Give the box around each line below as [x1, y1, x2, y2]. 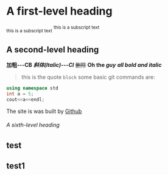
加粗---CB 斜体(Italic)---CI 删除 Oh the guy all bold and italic [6, 61, 162, 69]
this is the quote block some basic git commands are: [21, 74, 155, 81]
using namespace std [6, 85, 59, 92]
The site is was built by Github [6, 108, 82, 115]
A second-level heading [6, 44, 99, 55]
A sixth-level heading [6, 122, 60, 129]
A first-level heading [6, 4, 113, 18]
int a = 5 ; [6, 91, 34, 97]
